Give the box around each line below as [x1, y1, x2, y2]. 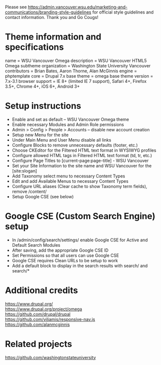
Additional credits [5, 285, 78, 296]
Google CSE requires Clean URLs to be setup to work [12, 257, 118, 263]
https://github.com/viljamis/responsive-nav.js [5, 316, 95, 322]
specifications [5, 42, 64, 53]
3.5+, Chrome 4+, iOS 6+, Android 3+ [5, 83, 80, 89]
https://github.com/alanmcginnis [5, 321, 70, 327]
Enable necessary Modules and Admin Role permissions [12, 121, 124, 127]
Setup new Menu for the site [12, 132, 69, 138]
